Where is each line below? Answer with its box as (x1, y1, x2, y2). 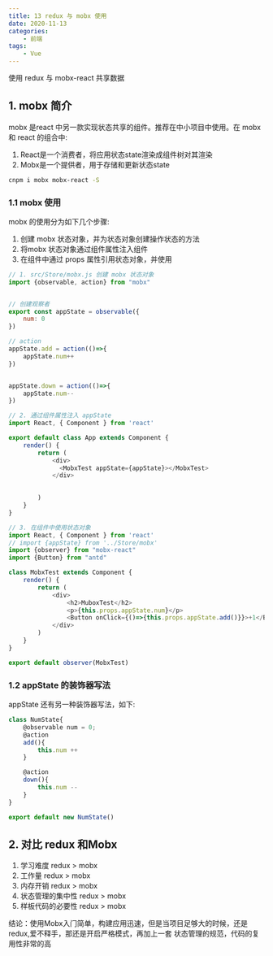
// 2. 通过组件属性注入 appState (8, 411, 112, 419)
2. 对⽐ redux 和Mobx (8, 837, 118, 851)
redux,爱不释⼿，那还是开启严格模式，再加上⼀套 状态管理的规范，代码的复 (8, 928, 260, 939)
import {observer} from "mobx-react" (8, 546, 136, 554)
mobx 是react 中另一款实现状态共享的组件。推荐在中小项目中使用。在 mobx (8, 122, 262, 132)
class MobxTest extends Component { (8, 568, 132, 577)
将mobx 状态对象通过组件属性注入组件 (19, 244, 149, 254)
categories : (8, 27, 49, 35)
